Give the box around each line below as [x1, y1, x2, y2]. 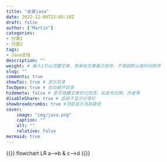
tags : [6, 47, 19, 53]
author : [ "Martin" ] [6, 25, 54, 31]
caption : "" [16, 118, 46, 123]
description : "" [6, 57, 46, 63]
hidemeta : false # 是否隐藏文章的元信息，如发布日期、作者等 [6, 90, 140, 96]
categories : [6, 30, 35, 36]
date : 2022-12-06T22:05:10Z [6, 14, 75, 20]
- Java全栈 [6, 52, 31, 58]
